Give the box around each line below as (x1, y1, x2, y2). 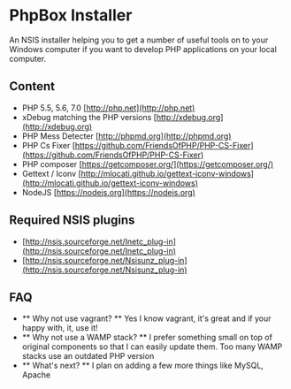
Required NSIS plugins (9, 213, 135, 228)
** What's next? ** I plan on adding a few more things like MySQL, (21, 360, 264, 371)
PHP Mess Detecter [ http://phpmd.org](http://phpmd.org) (21, 130, 232, 141)
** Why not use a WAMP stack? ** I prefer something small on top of (21, 332, 272, 343)
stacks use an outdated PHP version (21, 351, 155, 362)
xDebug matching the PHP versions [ (21, 111, 157, 122)
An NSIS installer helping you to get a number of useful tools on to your (9, 34, 269, 45)
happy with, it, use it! (21, 323, 98, 333)
